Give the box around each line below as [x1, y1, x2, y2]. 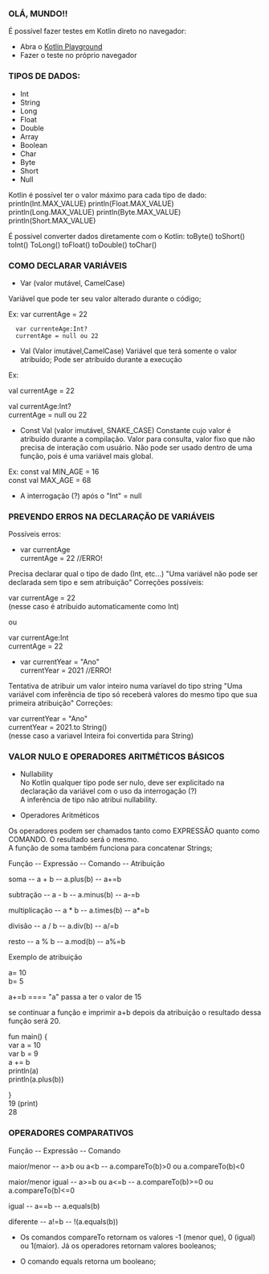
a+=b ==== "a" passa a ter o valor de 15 [8, 992, 142, 1002]
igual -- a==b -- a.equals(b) [8, 1201, 100, 1210]
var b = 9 [8, 1049, 39, 1058]
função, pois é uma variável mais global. [19, 451, 154, 460]
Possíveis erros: [8, 530, 62, 539]
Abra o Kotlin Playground [19, 42, 103, 52]
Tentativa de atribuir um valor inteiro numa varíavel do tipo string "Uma [8, 681, 243, 691]
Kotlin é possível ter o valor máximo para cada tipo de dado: [8, 190, 207, 200]
